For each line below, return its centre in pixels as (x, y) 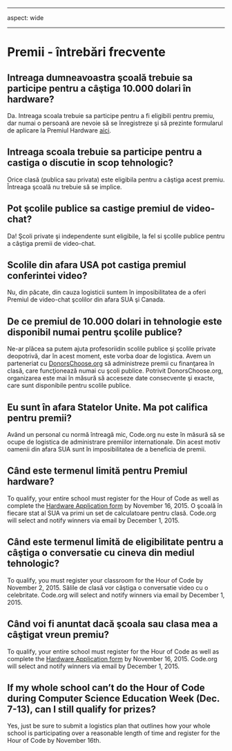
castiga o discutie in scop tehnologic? (90, 163)
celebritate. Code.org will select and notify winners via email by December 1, (116, 595)
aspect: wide (26, 18)
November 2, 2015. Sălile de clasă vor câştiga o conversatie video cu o (108, 587)
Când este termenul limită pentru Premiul (97, 471)
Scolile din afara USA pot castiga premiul (97, 265)
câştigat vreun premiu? (58, 635)
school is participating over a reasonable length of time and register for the (114, 733)
